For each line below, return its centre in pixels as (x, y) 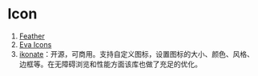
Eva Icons (35, 44)
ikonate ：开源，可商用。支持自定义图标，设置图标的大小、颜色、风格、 (136, 54)
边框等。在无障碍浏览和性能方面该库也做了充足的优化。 (110, 64)
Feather (32, 36)
